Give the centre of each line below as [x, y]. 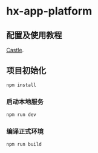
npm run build [24, 144]
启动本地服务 [25, 101]
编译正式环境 [25, 131]
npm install [21, 85]
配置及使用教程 [34, 35]
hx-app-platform [49, 11]
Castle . [15, 50]
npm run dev [21, 114]
